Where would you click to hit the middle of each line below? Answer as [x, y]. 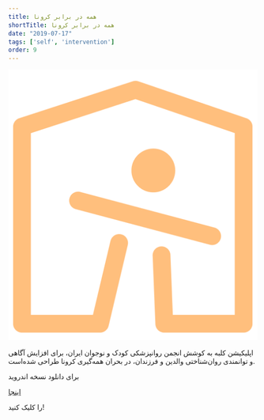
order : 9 [23, 50]
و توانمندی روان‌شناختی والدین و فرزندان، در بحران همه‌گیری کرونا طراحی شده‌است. [132, 361]
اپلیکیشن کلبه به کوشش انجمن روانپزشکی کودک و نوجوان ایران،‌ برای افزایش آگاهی [131, 353]
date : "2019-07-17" [40, 33]
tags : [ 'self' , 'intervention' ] [61, 42]
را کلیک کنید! [26, 407]
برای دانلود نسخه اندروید [44, 376]
